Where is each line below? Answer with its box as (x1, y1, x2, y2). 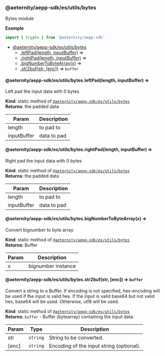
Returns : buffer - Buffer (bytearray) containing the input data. (5, 314, 135, 320)
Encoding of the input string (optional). (48, 342, 141, 349)
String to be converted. (48, 334, 103, 341)
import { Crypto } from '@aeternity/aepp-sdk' (5, 35, 105, 40)
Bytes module (5, 16, 34, 22)
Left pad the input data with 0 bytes (5, 88, 80, 94)
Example (5, 25, 24, 31)
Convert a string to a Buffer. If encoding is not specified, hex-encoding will (5, 287, 160, 294)
